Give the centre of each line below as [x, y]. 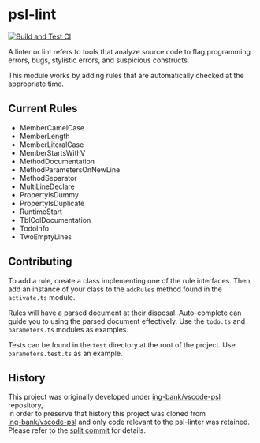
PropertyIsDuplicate [52, 203]
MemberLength [45, 136]
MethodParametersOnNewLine [70, 169]
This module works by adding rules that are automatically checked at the [126, 75]
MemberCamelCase [52, 127]
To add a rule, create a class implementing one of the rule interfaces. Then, [130, 280]
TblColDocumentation [55, 220]
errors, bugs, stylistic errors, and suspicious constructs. [99, 60]
